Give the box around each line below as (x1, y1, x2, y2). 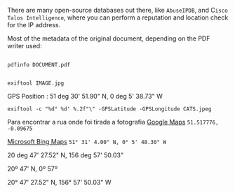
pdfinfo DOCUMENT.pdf (7, 62, 71, 69)
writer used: (7, 42, 42, 50)
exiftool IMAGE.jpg (7, 80, 65, 87)
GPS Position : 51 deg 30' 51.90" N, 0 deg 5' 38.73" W (7, 92, 163, 100)
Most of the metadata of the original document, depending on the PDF (7, 34, 210, 43)
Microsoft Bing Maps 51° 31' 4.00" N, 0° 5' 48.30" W (7, 138, 167, 145)
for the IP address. (7, 21, 61, 29)
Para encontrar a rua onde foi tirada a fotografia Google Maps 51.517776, (7, 118, 219, 126)
